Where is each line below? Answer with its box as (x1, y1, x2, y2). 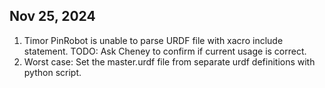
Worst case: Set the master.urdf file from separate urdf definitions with (23, 55, 316, 68)
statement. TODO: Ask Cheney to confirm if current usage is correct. (23, 45, 307, 57)
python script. (23, 66, 82, 78)
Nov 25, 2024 (9, 8, 96, 25)
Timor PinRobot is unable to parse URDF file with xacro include (23, 34, 284, 46)
